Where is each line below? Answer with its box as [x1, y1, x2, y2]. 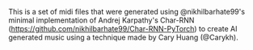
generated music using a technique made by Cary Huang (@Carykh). [8, 32, 238, 42]
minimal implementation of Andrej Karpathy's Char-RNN [8, 15, 195, 25]
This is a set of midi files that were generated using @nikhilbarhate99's [8, 7, 245, 16]
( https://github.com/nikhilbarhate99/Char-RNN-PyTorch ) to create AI [8, 24, 238, 33]
